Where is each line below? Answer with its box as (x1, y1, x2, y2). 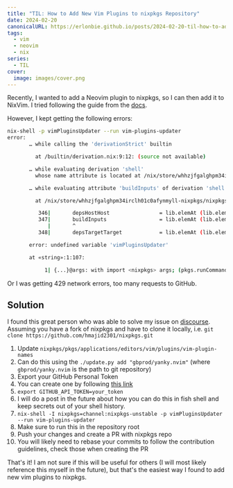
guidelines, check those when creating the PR (17, 445, 149, 453)
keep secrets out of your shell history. (17, 402, 126, 410)
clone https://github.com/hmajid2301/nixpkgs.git (7, 332, 154, 340)
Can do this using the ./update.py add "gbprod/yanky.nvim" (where (17, 358, 211, 366)
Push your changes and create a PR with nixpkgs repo (17, 430, 172, 439)
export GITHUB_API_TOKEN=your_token (17, 389, 123, 396)
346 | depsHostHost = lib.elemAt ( (37, 209, 203, 217)
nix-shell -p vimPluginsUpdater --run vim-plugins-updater (7, 128, 182, 135)
